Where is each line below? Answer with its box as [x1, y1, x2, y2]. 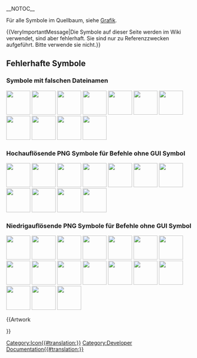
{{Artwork [6, 316, 31, 323]
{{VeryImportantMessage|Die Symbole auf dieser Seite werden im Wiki [6, 28, 181, 35]
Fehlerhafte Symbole [6, 58, 86, 68]
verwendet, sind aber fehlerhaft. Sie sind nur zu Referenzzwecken [6, 35, 169, 41]
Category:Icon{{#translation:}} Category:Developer [6, 339, 133, 347]
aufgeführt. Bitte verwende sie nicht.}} [6, 41, 101, 48]
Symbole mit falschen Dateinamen [6, 76, 108, 85]
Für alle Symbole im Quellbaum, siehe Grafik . [6, 17, 117, 23]
